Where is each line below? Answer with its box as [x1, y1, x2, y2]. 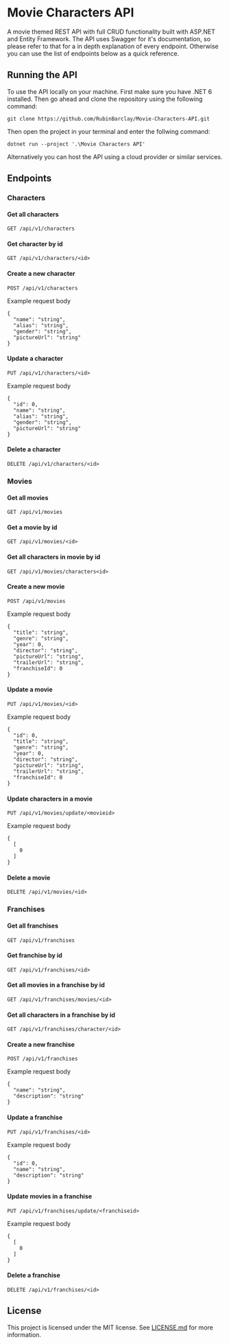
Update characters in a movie [7, 794, 93, 803]
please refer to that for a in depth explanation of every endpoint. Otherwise [7, 42, 219, 50]
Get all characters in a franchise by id [7, 1011, 115, 1019]
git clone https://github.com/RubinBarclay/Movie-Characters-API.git [7, 115, 210, 122]
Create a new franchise [7, 1040, 75, 1048]
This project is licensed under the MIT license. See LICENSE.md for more [7, 1323, 214, 1332]
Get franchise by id [7, 952, 63, 960]
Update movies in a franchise [7, 1192, 93, 1201]
